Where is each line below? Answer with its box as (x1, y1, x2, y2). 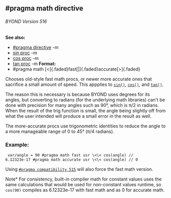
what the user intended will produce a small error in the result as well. (5, 113, 152, 119)
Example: (5, 141, 29, 148)
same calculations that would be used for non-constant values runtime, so (5, 181, 162, 187)
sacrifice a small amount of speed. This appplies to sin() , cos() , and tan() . (5, 81, 164, 87)
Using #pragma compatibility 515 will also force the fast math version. (5, 166, 153, 172)
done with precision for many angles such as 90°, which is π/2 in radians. (5, 102, 159, 108)
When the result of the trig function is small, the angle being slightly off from (5, 107, 166, 114)
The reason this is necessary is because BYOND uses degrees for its (5, 91, 150, 97)
